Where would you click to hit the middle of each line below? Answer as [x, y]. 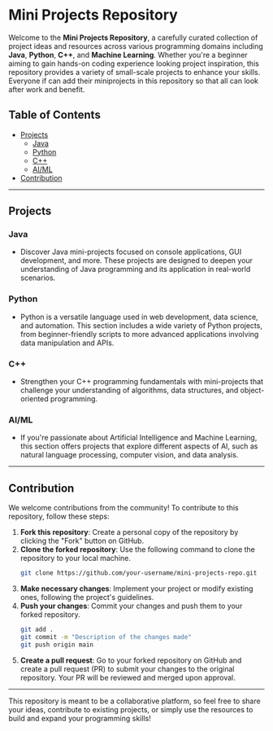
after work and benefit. [47, 89]
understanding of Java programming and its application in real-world [135, 269]
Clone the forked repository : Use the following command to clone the [138, 549]
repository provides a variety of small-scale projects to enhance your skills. [134, 72]
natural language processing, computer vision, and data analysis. [129, 455]
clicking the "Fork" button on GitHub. [82, 541]
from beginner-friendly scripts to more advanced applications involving [139, 334]
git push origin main [56, 645]
